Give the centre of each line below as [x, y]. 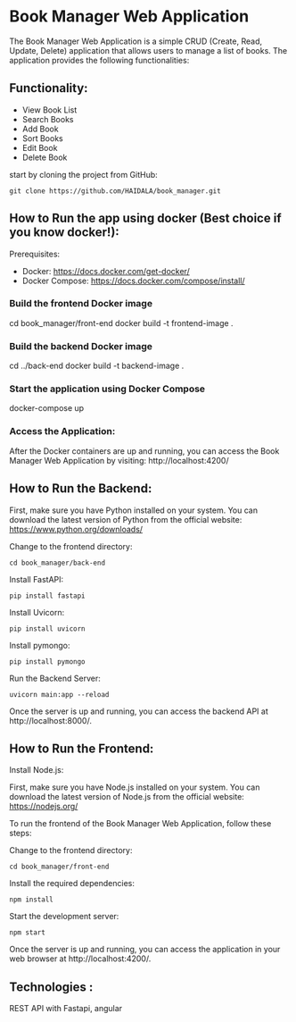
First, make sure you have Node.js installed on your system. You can [135, 787]
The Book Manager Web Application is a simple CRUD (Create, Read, [136, 41]
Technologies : [51, 987]
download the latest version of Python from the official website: [126, 519]
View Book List [49, 110]
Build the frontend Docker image [81, 304]
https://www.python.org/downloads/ [76, 529]
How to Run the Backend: [81, 489]
